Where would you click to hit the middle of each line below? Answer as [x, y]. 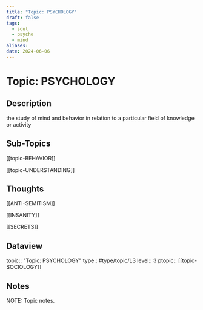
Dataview [25, 246]
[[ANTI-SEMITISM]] [31, 203]
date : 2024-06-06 [28, 51]
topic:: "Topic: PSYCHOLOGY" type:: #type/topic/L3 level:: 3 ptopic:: [92, 260]
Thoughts [25, 189]
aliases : [17, 46]
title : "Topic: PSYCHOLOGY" [42, 12]
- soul [20, 29]
